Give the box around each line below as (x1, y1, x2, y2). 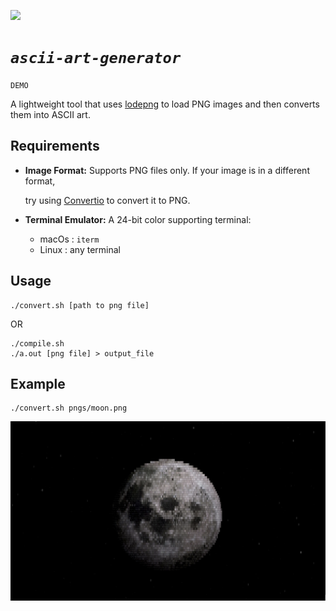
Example (10, 375, 66, 392)
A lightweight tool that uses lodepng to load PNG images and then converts (10, 98, 320, 110)
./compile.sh (10, 338, 65, 349)
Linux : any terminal (39, 243, 122, 255)
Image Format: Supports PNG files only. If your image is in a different (24, 164, 310, 176)
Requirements (10, 138, 100, 155)
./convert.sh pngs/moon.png (10, 403, 128, 414)
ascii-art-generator (10, 49, 182, 68)
